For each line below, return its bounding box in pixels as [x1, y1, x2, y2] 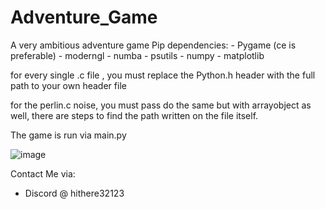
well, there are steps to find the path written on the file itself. [10, 109, 259, 121]
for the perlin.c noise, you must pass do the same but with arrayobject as [10, 99, 312, 111]
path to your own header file [10, 79, 127, 91]
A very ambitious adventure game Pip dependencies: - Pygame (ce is [10, 39, 297, 51]
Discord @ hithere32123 [24, 187, 125, 199]
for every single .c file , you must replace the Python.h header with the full [10, 69, 316, 81]
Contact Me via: [10, 167, 76, 180]
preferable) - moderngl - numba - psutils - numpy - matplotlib [10, 49, 265, 61]
